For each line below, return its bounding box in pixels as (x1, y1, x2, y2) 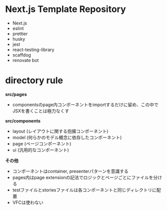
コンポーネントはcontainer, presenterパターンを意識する (12, 168, 128, 174)
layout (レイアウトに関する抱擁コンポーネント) (12, 128, 108, 134)
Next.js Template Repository (5, 3, 126, 15)
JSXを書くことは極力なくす (12, 107, 69, 113)
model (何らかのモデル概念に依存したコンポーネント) (12, 134, 122, 140)
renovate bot (12, 57, 39, 63)
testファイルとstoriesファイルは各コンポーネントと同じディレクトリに (12, 186, 156, 193)
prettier (12, 30, 28, 36)
